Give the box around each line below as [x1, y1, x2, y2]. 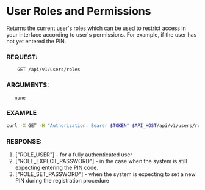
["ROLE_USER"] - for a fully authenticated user [15, 151, 132, 158]
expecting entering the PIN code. [15, 164, 99, 171]
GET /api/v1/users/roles [17, 67, 81, 73]
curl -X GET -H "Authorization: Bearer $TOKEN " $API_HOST [6, 122, 157, 129]
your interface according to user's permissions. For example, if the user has [6, 31, 197, 38]
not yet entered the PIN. [6, 37, 67, 45]
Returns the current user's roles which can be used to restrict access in [6, 24, 186, 32]
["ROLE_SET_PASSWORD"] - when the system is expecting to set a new [15, 170, 196, 178]
